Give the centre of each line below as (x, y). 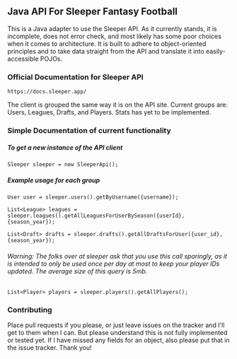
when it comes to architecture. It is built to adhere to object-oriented (107, 43)
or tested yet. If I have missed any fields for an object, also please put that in (118, 340)
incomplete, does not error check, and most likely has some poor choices (114, 36)
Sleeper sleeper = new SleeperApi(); (63, 165)
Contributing (30, 310)
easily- (216, 51)
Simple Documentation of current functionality (89, 131)
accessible (23, 59)
